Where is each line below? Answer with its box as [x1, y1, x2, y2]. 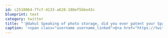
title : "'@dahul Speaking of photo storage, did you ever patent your [5, 21, 155, 26]
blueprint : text [5, 12, 39, 17]
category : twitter [5, 16, 43, 21]
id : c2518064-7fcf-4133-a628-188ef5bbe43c [5, 7, 95, 12]
